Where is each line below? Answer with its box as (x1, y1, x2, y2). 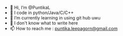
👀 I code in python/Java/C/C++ (9, 10, 74, 16)
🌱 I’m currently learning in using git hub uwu (9, 15, 101, 20)
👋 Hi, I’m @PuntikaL (9, 5, 51, 10)
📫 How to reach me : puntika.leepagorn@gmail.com (9, 26, 118, 31)
